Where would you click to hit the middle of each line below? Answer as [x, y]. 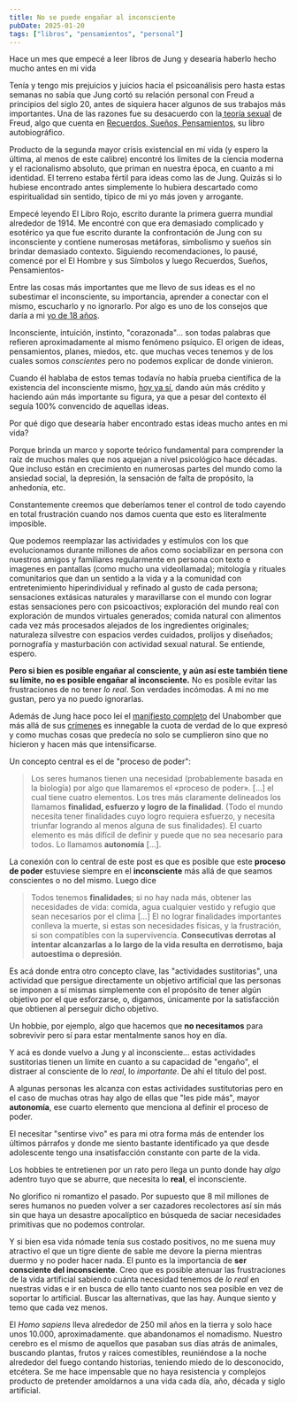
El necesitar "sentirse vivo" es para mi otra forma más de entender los [137, 1134]
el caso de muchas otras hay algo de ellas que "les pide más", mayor [135, 1098]
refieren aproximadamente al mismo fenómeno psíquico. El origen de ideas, [147, 343]
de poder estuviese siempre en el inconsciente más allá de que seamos [141, 871]
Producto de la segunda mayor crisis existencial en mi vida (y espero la [139, 150]
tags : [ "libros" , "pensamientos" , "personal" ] [96, 34]
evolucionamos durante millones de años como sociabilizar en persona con [146, 551]
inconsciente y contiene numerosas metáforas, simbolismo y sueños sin [141, 242]
